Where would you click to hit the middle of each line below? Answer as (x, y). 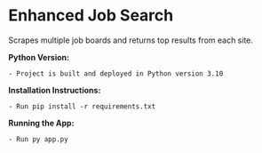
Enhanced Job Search (91, 16)
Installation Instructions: (55, 90)
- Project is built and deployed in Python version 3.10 (116, 73)
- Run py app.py (38, 139)
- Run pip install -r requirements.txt (82, 106)
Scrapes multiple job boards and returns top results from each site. (131, 40)
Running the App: (41, 123)
